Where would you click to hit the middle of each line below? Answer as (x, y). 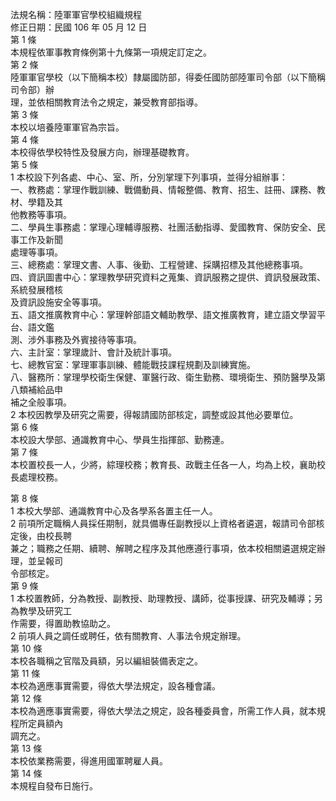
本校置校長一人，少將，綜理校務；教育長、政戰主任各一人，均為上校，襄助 (163, 464)
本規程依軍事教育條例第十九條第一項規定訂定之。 (111, 52)
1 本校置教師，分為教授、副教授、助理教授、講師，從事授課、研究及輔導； (162, 598)
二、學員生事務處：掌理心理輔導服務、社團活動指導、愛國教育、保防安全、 (163, 227)
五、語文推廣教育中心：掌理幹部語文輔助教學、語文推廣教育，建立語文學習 (163, 314)
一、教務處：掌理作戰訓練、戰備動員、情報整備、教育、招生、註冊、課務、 (163, 189)
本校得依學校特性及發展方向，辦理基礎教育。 (102, 152)
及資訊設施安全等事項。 (58, 302)
